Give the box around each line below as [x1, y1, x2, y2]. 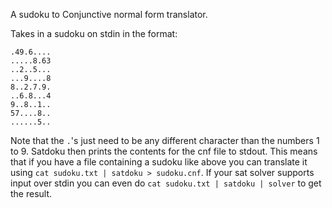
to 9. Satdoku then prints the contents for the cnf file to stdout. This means [10, 145, 318, 157]
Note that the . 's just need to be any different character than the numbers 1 [10, 135, 320, 146]
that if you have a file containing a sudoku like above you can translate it [10, 156, 308, 168]
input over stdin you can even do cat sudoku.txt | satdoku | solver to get [10, 177, 322, 189]
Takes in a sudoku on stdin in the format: [10, 28, 178, 39]
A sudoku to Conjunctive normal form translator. [10, 9, 208, 20]
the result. [10, 188, 53, 199]
